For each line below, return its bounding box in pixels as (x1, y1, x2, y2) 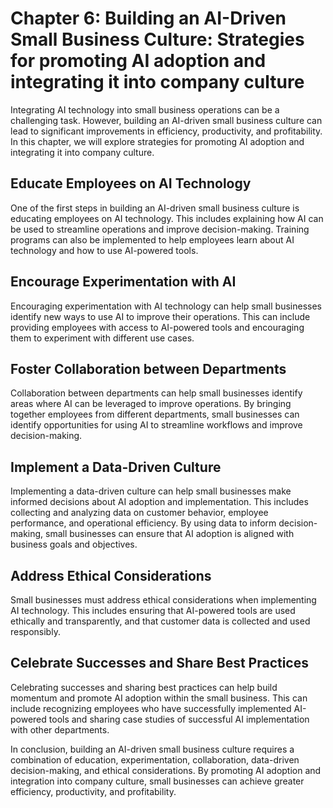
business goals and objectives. (10, 538, 138, 551)
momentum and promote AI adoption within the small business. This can (10, 692, 308, 704)
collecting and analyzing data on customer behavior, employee (10, 507, 269, 519)
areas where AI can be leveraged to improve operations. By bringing (10, 398, 292, 410)
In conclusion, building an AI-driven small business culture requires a (10, 743, 295, 755)
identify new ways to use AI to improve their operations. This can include (10, 310, 311, 322)
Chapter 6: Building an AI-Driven (10, 7, 287, 30)
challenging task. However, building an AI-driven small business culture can (10, 114, 323, 126)
